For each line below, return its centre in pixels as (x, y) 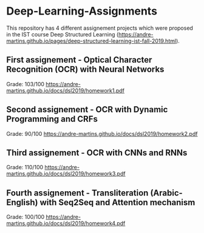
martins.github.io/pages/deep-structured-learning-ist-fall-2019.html (91, 41)
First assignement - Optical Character (79, 60)
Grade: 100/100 (25, 217)
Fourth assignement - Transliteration (77, 193)
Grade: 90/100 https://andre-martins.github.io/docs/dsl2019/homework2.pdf (102, 133)
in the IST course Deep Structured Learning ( (63, 34)
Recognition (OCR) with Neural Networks (85, 69)
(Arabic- (167, 193)
